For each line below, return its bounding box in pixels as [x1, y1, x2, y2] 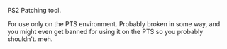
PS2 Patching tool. [7, 6, 62, 14]
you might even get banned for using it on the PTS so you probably [7, 28, 204, 36]
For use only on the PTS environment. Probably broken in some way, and [7, 20, 221, 28]
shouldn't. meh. [7, 35, 53, 43]
